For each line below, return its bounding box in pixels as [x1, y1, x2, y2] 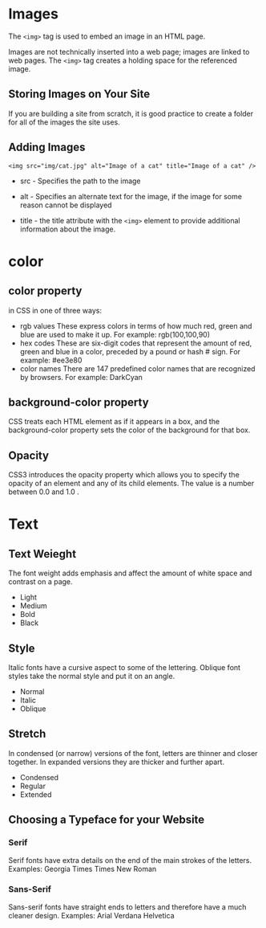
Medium [19, 601, 48, 611]
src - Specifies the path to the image [19, 176, 142, 186]
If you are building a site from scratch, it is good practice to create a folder [8, 108, 254, 118]
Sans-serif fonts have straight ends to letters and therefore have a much [8, 901, 247, 912]
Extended [19, 789, 52, 799]
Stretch [8, 727, 46, 741]
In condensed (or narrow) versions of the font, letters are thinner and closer [8, 748, 258, 758]
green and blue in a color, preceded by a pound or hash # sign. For [19, 346, 241, 356]
